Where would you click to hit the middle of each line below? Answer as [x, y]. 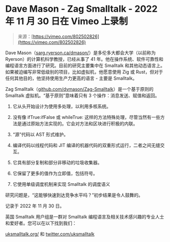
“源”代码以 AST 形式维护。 [40, 134]
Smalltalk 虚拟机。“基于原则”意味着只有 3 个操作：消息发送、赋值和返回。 [82, 95]
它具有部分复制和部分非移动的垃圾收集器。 [57, 162]
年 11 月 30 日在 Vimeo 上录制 [67, 21]
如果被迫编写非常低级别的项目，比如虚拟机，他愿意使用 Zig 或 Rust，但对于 [84, 71]
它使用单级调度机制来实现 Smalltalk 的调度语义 [61, 184]
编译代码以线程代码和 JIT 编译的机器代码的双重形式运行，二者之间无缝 [86, 145]
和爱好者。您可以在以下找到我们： [41, 223]
